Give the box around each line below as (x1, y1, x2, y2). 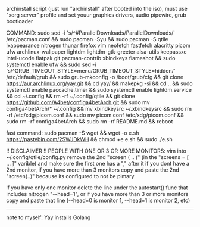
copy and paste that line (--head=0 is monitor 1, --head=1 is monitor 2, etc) (6, 197, 190, 204)
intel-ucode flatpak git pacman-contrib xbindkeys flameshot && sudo (6, 55, 176, 61)
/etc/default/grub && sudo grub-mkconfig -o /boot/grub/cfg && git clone (6, 74, 184, 80)
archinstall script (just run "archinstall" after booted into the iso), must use (6, 5, 187, 12)
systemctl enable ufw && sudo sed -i (6, 61, 96, 68)
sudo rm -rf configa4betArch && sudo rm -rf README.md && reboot (6, 118, 173, 125)
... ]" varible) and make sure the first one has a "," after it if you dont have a (6, 160, 189, 167)
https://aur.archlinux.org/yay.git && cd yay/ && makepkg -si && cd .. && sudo (6, 80, 193, 87)
